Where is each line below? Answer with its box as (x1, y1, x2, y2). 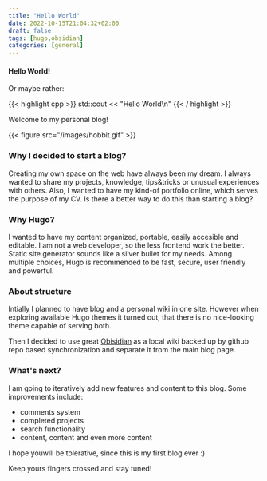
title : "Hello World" (8, 11, 80, 20)
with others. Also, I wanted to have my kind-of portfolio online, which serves (8, 185, 259, 195)
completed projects (19, 415, 84, 425)
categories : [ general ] (8, 42, 84, 50)
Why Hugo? (8, 213, 55, 225)
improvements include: (8, 392, 84, 401)
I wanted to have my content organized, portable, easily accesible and (8, 232, 239, 241)
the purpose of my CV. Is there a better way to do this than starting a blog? (8, 193, 253, 204)
